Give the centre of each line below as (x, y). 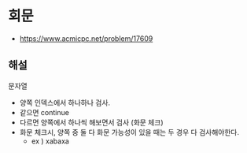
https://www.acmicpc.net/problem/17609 (86, 38)
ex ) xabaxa (50, 141)
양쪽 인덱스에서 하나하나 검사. (65, 103)
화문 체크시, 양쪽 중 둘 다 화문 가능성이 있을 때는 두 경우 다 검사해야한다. (129, 132)
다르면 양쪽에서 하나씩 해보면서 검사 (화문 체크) (91, 122)
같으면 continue (44, 112)
